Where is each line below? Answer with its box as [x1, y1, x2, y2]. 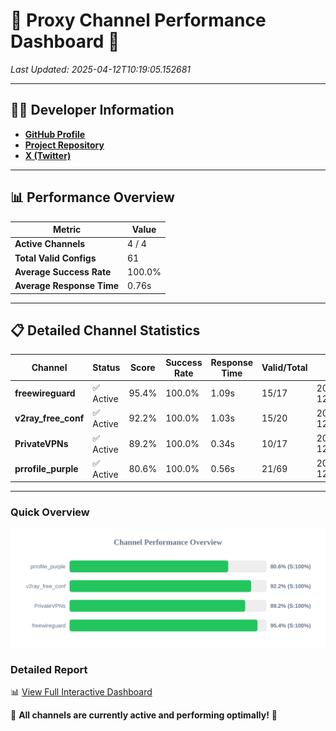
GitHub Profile [24, 128, 86, 140]
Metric [52, 224, 82, 236]
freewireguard [14, 387, 76, 399]
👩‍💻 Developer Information [10, 102, 175, 119]
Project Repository [24, 139, 105, 151]
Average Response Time [14, 280, 120, 292]
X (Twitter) [24, 149, 72, 161]
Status [92, 362, 121, 374]
